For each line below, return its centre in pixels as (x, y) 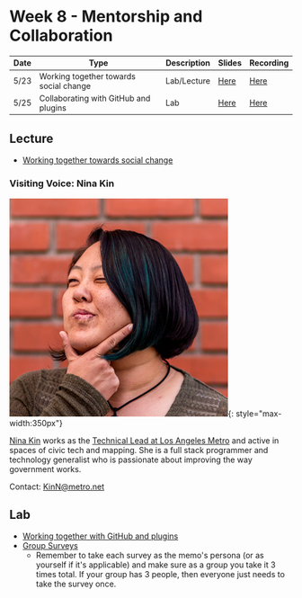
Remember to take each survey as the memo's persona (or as (150, 556)
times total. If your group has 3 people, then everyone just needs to (160, 575)
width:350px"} (36, 423)
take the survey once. (76, 584)
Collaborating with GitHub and (95, 98)
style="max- (258, 413)
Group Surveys (50, 546)
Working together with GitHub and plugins (100, 536)
